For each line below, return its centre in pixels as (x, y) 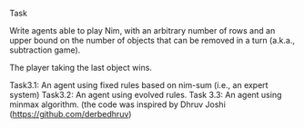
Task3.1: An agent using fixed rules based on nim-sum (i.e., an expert (139, 85)
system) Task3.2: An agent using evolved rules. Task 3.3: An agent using (146, 95)
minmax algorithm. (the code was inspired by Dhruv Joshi (117, 104)
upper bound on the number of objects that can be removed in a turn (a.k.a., (152, 40)
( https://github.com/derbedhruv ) (71, 114)
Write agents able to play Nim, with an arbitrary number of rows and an (142, 30)
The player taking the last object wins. (81, 68)
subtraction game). (45, 50)
